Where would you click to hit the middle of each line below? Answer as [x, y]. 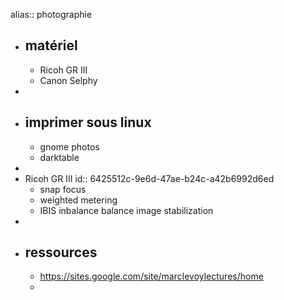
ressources [61, 252]
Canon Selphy [68, 80]
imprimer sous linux [88, 122]
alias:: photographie [51, 14]
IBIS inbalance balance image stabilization [126, 210]
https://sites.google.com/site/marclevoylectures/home [151, 276]
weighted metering [78, 200]
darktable [59, 157]
